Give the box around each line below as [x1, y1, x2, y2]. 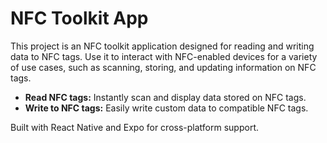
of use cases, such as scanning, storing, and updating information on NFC [10, 61, 317, 73]
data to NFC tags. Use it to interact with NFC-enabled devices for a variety [10, 50, 318, 62]
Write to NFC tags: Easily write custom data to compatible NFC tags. [24, 102, 309, 114]
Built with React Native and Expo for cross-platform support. [10, 121, 259, 133]
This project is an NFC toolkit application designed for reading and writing [10, 40, 315, 52]
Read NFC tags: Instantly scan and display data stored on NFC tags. [24, 91, 307, 103]
